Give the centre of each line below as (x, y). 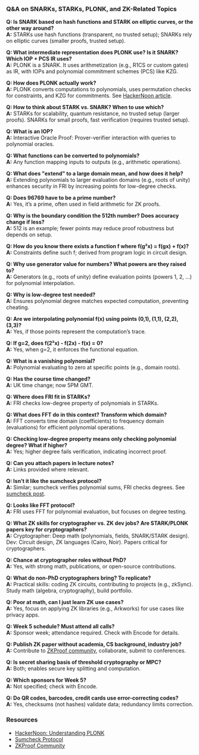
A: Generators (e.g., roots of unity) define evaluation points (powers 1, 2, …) (99, 277)
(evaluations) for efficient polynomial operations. (66, 428)
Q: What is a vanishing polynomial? (51, 361)
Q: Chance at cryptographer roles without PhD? (66, 560)
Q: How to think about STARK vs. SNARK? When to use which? (85, 107)
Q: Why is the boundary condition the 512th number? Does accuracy (93, 216)
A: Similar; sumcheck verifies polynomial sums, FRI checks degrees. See (96, 487)
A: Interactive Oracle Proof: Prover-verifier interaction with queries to (91, 138)
